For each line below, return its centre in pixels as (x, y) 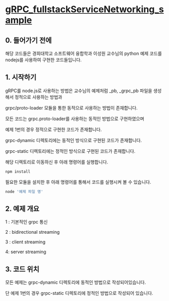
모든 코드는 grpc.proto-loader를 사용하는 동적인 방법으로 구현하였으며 (75, 119)
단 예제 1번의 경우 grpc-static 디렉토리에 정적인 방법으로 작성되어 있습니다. (79, 293)
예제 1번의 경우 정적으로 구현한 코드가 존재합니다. (54, 129)
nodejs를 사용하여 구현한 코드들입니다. (44, 60)
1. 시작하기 (21, 77)
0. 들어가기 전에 (28, 40)
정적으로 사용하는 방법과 (38, 97)
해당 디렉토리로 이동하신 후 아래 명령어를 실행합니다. (57, 162)
